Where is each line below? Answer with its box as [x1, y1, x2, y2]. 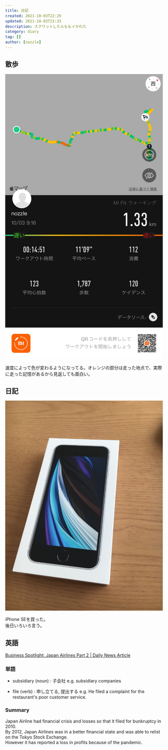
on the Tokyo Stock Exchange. [5, 734, 68, 740]
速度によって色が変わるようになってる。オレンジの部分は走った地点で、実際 [5, 364, 162, 370]
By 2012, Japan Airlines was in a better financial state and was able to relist [5, 728, 160, 734]
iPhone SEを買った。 [5, 616, 48, 622]
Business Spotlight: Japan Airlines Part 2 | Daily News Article [5, 652, 131, 658]
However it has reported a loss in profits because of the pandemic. [5, 739, 143, 745]
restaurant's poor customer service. [12, 694, 86, 700]
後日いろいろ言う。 [5, 622, 45, 628]
